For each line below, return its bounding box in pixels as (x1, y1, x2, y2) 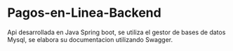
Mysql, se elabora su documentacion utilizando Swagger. (7, 35, 173, 43)
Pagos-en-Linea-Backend (7, 5, 161, 21)
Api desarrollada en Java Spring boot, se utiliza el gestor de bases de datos (7, 28, 226, 36)
